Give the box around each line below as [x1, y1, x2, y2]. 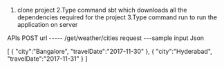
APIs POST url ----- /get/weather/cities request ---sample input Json [7, 34, 205, 42]
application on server [17, 21, 78, 28]
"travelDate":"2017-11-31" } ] [7, 55, 88, 63]
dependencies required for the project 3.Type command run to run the [17, 13, 218, 21]
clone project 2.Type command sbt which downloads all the [17, 6, 187, 14]
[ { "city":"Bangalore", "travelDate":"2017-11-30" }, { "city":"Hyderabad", [7, 48, 212, 55]
